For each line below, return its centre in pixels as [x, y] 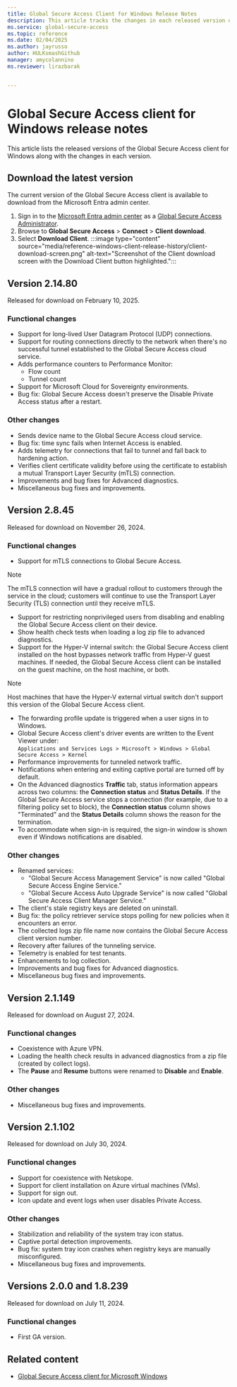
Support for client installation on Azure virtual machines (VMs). [109, 1185]
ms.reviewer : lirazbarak [44, 66]
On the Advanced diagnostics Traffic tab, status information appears [118, 784]
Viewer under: [38, 740]
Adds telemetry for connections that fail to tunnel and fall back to [112, 450]
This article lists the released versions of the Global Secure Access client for [118, 148]
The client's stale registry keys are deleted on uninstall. [98, 908]
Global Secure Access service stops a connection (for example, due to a [122, 799]
